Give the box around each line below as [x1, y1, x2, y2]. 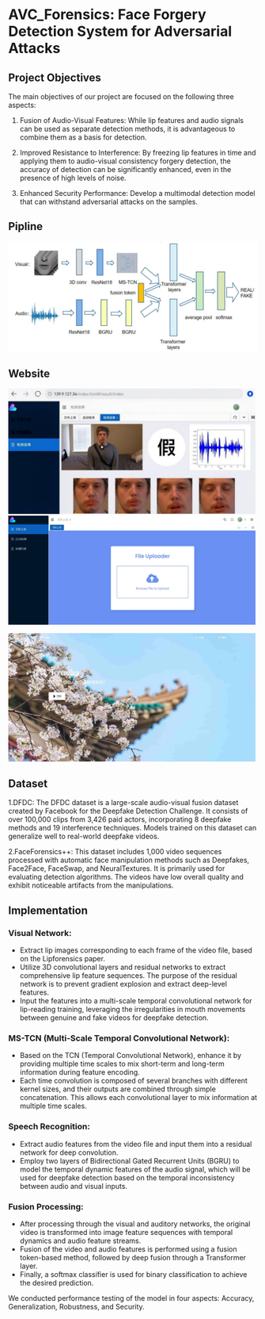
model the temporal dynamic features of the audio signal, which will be [19, 1164, 251, 1174]
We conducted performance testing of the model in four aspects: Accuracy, [8, 1293, 255, 1302]
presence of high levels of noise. [19, 173, 127, 182]
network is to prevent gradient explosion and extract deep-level [19, 980, 228, 989]
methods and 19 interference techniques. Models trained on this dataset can [8, 823, 257, 833]
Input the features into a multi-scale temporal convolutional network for [19, 996, 252, 1006]
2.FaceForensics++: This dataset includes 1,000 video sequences [8, 847, 222, 857]
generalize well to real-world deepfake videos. [8, 831, 160, 842]
